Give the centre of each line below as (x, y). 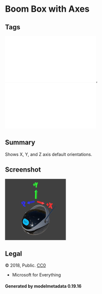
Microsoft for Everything (36, 275)
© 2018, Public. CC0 (25, 266)
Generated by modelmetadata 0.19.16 (43, 286)
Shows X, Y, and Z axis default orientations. (49, 154)
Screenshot (23, 170)
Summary (20, 143)
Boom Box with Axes (47, 9)
